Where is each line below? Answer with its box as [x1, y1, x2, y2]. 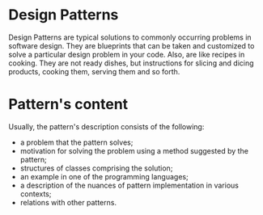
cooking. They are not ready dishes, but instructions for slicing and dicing [8, 58, 254, 68]
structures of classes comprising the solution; [19, 163, 173, 173]
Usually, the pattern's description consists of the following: [8, 121, 205, 131]
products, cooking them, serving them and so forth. [8, 66, 180, 76]
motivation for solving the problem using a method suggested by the [19, 145, 249, 155]
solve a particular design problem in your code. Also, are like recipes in [8, 49, 245, 59]
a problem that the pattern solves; [19, 137, 134, 147]
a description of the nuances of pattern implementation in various [19, 180, 239, 190]
